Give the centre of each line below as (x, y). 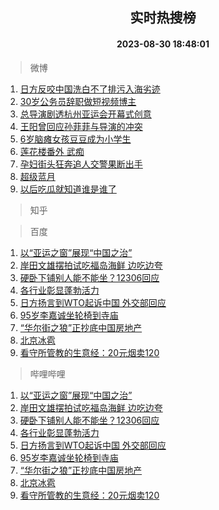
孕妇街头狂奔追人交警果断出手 (81, 164)
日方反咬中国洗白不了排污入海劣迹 (90, 89)
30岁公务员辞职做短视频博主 (78, 101)
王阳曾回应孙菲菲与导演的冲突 (81, 126)
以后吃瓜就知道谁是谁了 (68, 189)
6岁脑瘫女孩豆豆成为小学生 (75, 139)
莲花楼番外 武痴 (52, 151)
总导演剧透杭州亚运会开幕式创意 (85, 114)
